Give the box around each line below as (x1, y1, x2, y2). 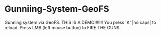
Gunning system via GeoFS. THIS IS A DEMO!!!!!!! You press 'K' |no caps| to (4, 19, 157, 25)
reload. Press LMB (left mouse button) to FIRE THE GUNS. (4, 24, 121, 30)
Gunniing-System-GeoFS (4, 3, 109, 15)
